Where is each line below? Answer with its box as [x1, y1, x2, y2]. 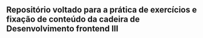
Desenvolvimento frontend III [6, 24, 119, 34]
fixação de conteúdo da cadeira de [6, 14, 141, 25]
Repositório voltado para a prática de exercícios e [6, 5, 197, 15]
